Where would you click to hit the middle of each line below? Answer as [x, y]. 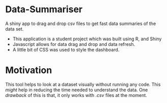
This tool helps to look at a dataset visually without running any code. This [83, 84]
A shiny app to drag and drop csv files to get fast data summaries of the [81, 23]
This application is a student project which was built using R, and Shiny [87, 39]
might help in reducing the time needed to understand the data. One [77, 90]
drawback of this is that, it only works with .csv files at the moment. [76, 95]
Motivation [29, 70]
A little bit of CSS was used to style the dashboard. [66, 49]
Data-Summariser [44, 9]
